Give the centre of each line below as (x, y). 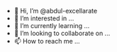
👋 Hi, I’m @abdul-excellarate (56, 11)
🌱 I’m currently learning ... (52, 26)
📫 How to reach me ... (47, 41)
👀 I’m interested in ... (44, 18)
